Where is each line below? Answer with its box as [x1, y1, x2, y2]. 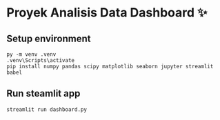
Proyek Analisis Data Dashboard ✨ [6, 5, 208, 21]
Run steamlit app [6, 88, 81, 99]
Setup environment [6, 32, 91, 44]
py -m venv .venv [6, 51, 57, 58]
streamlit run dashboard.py [6, 106, 88, 113]
